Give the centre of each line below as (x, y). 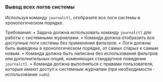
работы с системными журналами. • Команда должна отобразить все (80, 38)
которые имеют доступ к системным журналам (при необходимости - (80, 69)
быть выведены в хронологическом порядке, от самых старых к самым (82, 48)
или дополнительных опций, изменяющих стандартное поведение (76, 59)
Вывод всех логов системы (40, 7)
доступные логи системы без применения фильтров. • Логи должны (78, 43)
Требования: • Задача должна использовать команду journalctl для (78, 33)
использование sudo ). (28, 75)
